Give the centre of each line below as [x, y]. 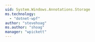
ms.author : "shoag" [25, 28]
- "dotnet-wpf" [25, 18]
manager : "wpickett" [26, 32]
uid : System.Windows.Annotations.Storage [48, 9]
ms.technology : [20, 14]
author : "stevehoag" [26, 23]
